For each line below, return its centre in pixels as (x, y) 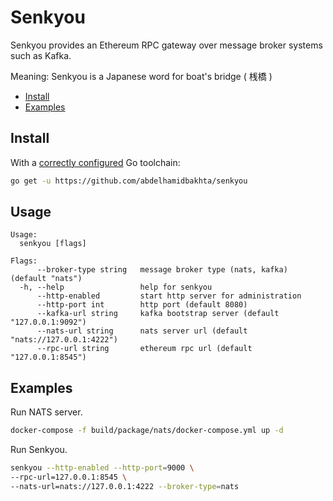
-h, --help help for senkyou (116, 287)
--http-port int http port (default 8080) (142, 305)
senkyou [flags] (53, 244)
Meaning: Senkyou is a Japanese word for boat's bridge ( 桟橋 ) (141, 76)
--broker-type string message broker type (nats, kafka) (162, 270)
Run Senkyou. (39, 450)
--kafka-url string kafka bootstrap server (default (158, 314)
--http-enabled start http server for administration (169, 296)
